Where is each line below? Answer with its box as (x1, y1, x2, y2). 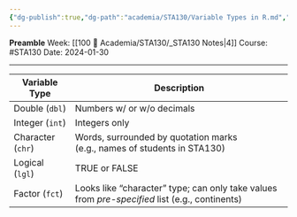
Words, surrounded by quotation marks (74, 130, 238, 143)
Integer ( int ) (13, 116, 66, 128)
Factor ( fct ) (13, 187, 64, 199)
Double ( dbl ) (13, 102, 66, 114)
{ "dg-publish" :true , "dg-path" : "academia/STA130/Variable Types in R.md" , (9, 12, 287, 22)
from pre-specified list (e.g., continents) (74, 192, 243, 205)
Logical (13, 156, 44, 168)
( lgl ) (13, 167, 35, 180)
